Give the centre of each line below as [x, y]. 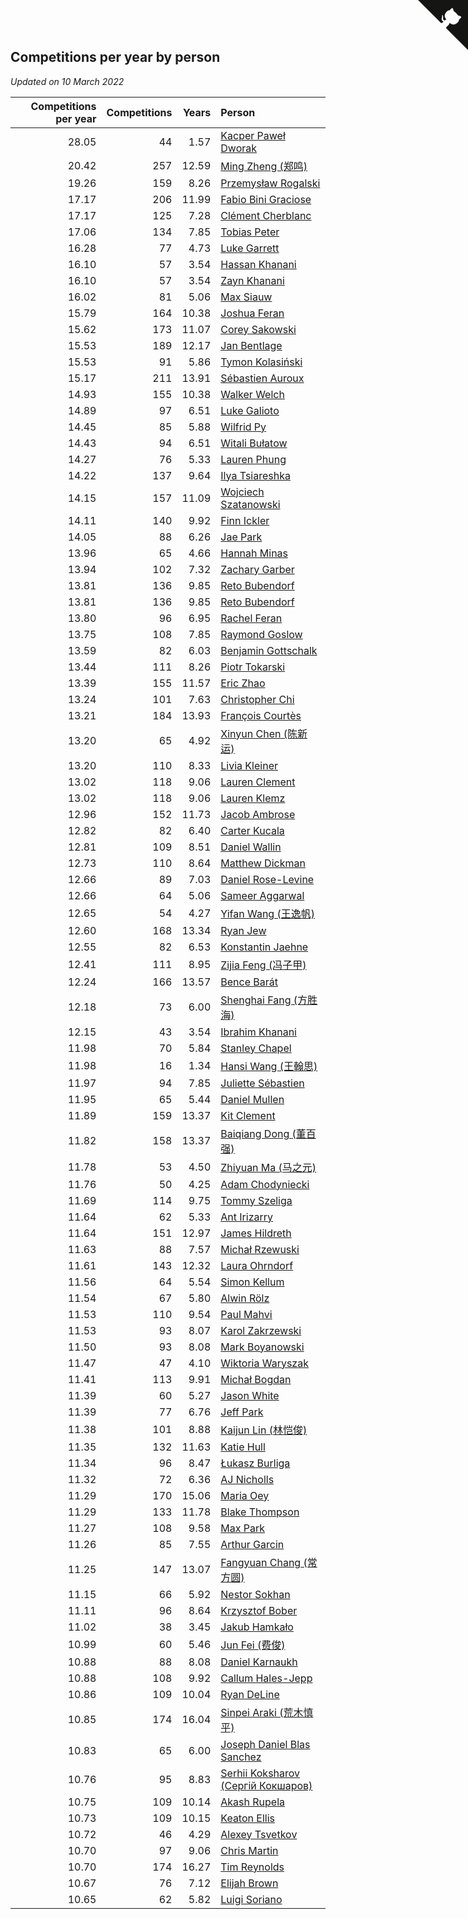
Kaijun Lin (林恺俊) [264, 1430]
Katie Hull [243, 1447]
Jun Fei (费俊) [253, 1645]
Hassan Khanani [258, 264]
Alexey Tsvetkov [259, 1834]
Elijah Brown [249, 1883]
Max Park [243, 1528]
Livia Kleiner [249, 765]
